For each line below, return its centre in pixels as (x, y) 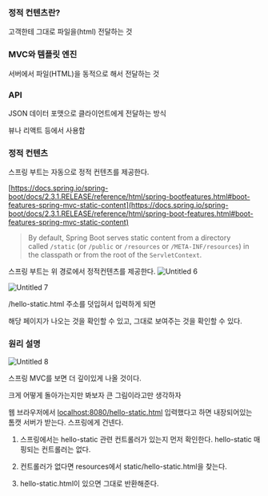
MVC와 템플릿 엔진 (43, 55)
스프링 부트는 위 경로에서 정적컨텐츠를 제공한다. (82, 271)
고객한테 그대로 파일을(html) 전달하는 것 (70, 32)
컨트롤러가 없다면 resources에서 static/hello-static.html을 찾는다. (124, 466)
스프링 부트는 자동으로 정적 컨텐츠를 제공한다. (79, 172)
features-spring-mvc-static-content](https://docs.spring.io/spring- (119, 205)
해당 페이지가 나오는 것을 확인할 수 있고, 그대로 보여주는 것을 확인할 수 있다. (125, 321)
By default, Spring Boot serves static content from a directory (129, 238)
